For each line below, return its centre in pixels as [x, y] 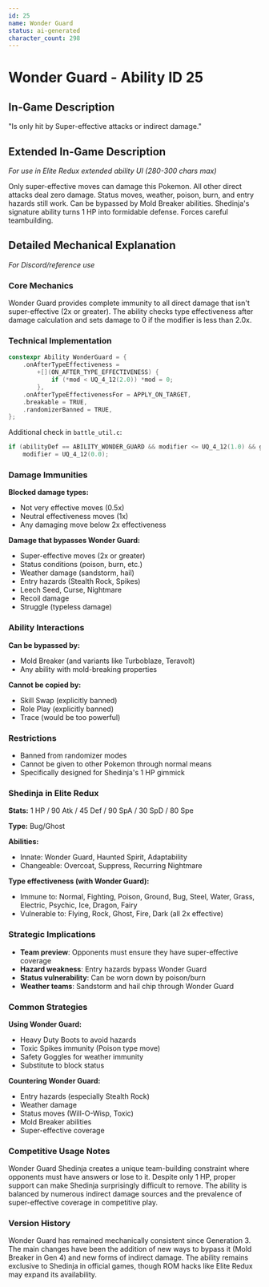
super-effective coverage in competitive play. [83, 1203]
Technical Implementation [60, 341]
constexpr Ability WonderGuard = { [68, 357]
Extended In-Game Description [87, 152]
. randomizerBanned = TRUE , [68, 409]
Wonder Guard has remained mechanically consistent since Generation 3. [130, 1241]
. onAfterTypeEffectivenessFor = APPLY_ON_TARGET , [107, 394]
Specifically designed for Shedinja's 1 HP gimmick [102, 772]
